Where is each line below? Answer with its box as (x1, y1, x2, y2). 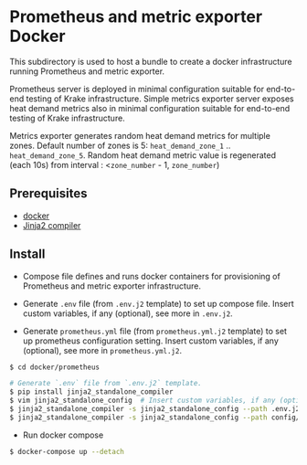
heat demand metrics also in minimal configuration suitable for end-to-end (9, 102, 291, 113)
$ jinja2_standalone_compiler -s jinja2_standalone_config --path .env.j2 (9, 405, 301, 414)
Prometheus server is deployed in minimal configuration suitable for (9, 83, 265, 94)
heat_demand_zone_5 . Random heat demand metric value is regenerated (9, 149, 277, 161)
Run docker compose (22, 429, 104, 440)
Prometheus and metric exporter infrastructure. (22, 280, 201, 291)
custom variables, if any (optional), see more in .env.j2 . (22, 308, 233, 319)
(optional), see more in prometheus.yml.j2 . (22, 344, 183, 355)
